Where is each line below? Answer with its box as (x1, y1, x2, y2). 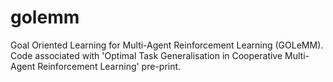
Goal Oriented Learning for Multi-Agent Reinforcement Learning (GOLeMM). (10, 39, 324, 51)
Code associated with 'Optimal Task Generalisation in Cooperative (10, 49, 283, 61)
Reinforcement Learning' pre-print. (37, 60, 182, 72)
